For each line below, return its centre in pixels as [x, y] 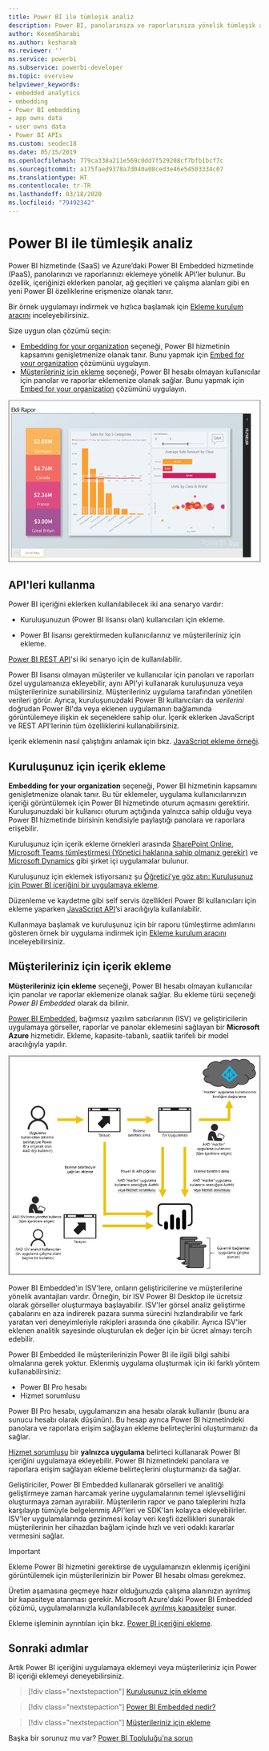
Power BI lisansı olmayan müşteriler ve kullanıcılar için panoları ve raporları [131, 675]
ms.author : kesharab [43, 42]
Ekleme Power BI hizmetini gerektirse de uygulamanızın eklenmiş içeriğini [129, 1567]
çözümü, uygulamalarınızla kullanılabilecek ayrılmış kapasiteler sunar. [122, 1608]
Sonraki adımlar [48, 1648]
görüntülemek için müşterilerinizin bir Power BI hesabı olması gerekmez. [127, 1575]
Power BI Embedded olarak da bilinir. [69, 1003]
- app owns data [35, 119]
